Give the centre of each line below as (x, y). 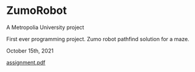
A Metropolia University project (45, 27)
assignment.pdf (26, 62)
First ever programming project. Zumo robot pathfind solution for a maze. (98, 39)
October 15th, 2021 (30, 51)
